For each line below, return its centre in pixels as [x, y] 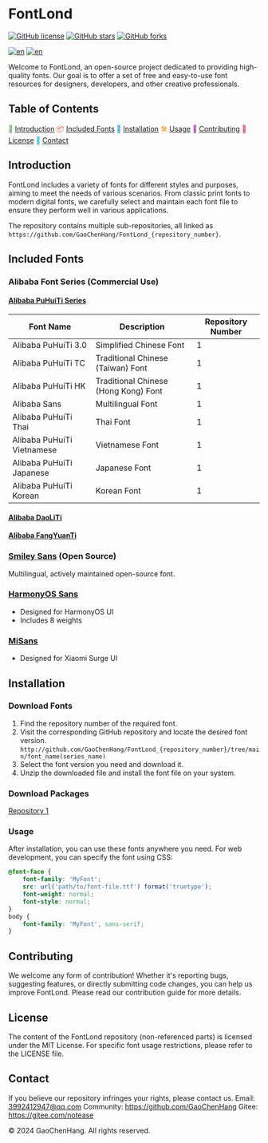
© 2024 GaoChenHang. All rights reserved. [79, 1130]
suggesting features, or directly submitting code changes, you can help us [130, 984]
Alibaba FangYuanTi [43, 536]
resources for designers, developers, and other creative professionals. [124, 84]
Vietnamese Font [127, 445]
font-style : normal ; [57, 902]
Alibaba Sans [37, 404]
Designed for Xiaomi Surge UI [69, 659]
